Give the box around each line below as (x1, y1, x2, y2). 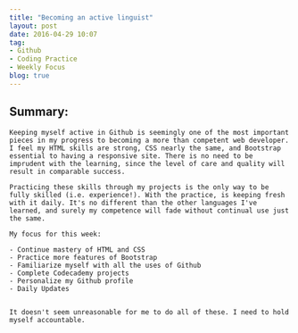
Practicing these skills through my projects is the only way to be (9, 182, 269, 192)
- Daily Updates (9, 284, 70, 293)
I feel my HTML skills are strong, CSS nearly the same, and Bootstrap (9, 144, 281, 153)
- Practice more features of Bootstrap (9, 253, 158, 262)
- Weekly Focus (9, 63, 66, 72)
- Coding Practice (9, 54, 78, 63)
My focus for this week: (9, 229, 102, 238)
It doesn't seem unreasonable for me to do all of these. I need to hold (9, 307, 290, 317)
